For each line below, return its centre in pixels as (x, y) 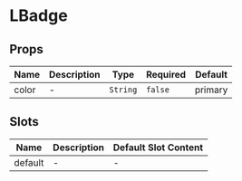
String (123, 90)
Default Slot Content (158, 148)
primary (211, 90)
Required (166, 75)
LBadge (39, 16)
